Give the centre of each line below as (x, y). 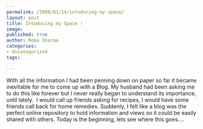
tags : (13, 57)
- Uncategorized (27, 52)
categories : (21, 46)
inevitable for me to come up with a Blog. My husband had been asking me (101, 87)
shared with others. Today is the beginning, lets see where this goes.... (95, 119)
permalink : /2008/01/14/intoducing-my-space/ (65, 12)
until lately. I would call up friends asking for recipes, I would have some (98, 100)
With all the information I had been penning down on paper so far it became (102, 80)
